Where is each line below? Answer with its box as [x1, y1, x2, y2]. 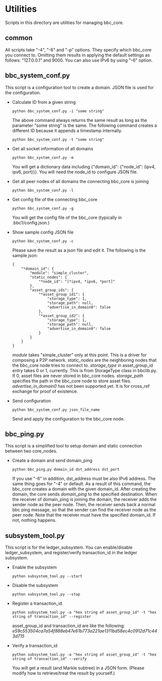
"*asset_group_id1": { [38, 292, 85, 297]
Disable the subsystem [12, 583, 59, 588]
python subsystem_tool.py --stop [12, 592, 81, 597]
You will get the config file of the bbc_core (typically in [12, 214, 122, 220]
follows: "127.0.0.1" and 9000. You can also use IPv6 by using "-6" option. [5, 57, 153, 63]
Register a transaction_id [12, 601, 62, 607]
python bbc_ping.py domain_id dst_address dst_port [12, 467, 120, 472]
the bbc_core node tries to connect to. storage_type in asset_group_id [12, 362, 153, 368]
